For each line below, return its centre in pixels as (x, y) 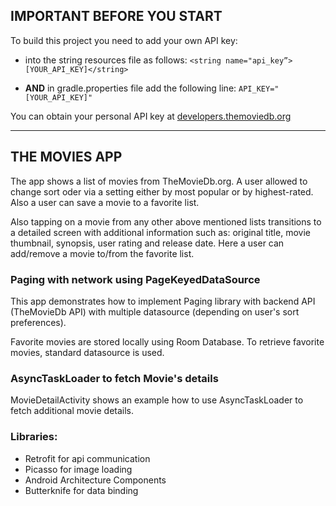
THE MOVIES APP (66, 157)
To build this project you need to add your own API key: (124, 40)
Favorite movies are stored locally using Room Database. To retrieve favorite (167, 341)
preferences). (38, 322)
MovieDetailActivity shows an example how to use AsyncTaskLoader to (157, 400)
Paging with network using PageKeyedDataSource (135, 279)
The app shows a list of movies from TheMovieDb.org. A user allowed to (159, 181)
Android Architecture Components (95, 480)
